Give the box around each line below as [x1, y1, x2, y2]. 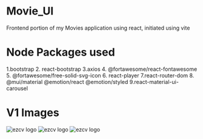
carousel [6, 85, 28, 92]
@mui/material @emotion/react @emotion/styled [6, 78, 128, 85]
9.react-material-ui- [129, 78, 179, 85]
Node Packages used [6, 45, 115, 59]
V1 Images [6, 106, 59, 120]
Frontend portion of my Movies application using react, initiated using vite [6, 24, 190, 31]
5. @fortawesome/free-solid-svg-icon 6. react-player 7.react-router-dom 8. [6, 71, 195, 79]
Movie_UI [6, 4, 54, 18]
